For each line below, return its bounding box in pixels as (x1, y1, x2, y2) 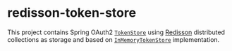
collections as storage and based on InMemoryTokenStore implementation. (7, 35, 220, 43)
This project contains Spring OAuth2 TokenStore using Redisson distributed (7, 28, 226, 36)
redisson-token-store (7, 5, 136, 21)
